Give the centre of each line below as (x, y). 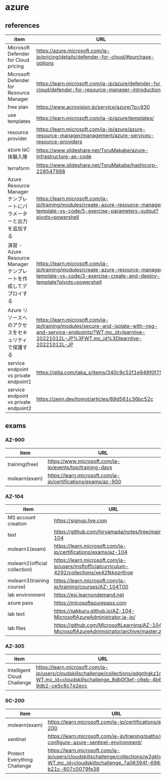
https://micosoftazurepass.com (90, 603)
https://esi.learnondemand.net (89, 594)
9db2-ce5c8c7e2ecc (62, 686)
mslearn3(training (28, 581)
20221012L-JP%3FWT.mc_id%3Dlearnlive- (89, 338)
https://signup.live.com (80, 520)
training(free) (23, 464)
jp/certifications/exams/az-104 (90, 552)
